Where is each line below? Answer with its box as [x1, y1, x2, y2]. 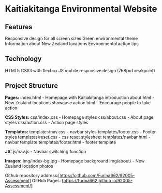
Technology [5, 55, 42, 63]
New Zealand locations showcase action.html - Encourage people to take [5, 99, 151, 105]
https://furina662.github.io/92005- [63, 177, 133, 183]
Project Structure [5, 81, 58, 90]
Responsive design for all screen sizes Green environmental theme [5, 35, 138, 41]
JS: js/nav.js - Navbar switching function [5, 148, 86, 154]
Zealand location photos [5, 163, 53, 169]
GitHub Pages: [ [32, 177, 64, 183]
